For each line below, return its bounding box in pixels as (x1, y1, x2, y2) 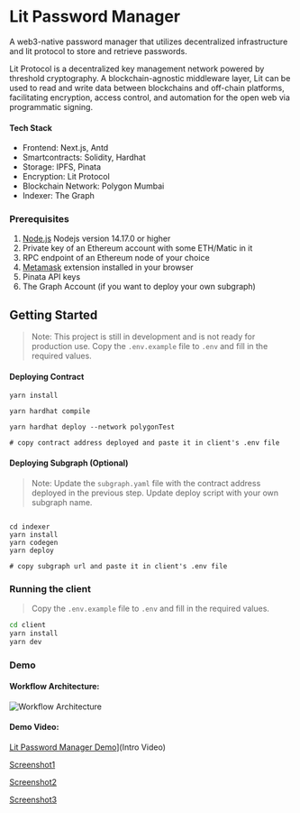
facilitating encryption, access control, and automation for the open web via (9, 92, 290, 103)
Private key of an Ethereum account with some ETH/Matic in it (22, 243, 253, 254)
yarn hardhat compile (9, 407, 91, 416)
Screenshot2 (9, 776, 57, 787)
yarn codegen (9, 538, 59, 547)
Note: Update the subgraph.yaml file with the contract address (31, 477, 261, 488)
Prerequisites (9, 213, 69, 226)
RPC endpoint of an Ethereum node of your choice (22, 253, 210, 263)
